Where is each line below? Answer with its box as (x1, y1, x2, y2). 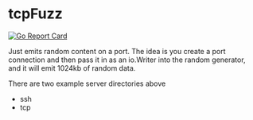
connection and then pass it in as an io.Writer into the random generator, (8, 55, 246, 64)
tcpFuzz (8, 5, 64, 23)
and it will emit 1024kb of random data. (8, 63, 136, 72)
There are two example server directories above (8, 79, 166, 88)
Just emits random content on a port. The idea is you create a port (8, 46, 226, 56)
